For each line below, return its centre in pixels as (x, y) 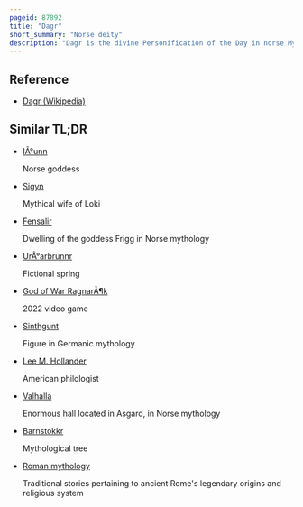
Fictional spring (51, 273)
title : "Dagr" (36, 26)
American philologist (60, 378)
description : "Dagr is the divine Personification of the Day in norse (147, 43)
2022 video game (55, 309)
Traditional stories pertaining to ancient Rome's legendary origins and (152, 483)
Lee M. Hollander (55, 361)
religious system (53, 493)
